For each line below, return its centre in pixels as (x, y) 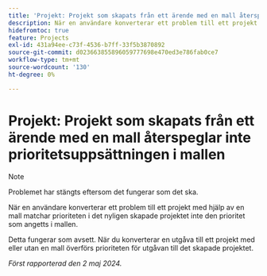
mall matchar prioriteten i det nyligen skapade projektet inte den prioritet (127, 216)
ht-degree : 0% (32, 75)
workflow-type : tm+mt (44, 60)
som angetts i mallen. (43, 224)
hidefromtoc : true (39, 30)
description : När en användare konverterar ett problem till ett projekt (133, 23)
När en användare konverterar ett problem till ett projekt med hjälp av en (126, 207)
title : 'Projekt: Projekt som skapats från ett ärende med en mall (122, 15)
